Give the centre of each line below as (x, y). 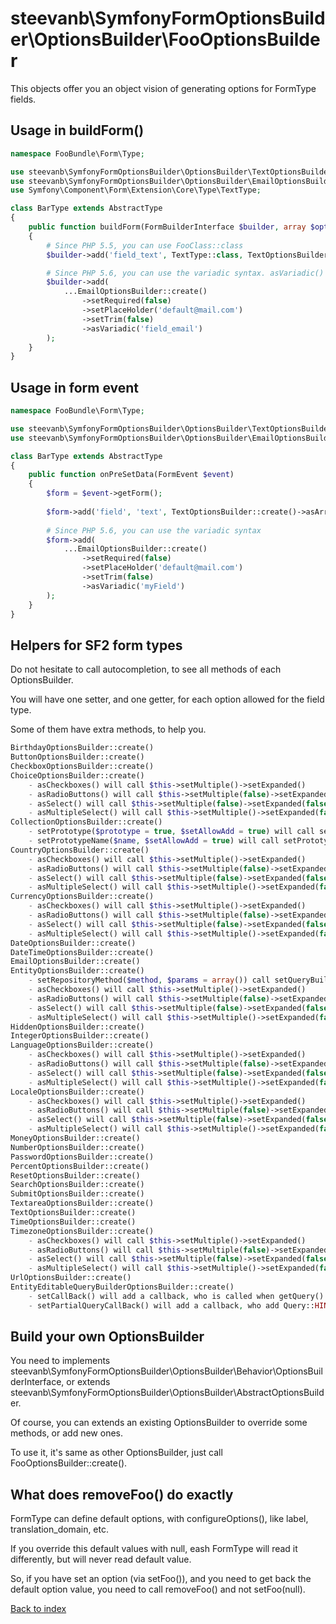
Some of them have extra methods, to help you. (108, 729)
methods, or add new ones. (66, 1433)
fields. (23, 99)
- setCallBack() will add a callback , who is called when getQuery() (176, 1296)
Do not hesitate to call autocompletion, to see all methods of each (146, 669)
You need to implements (60, 1361)
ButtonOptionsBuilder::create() (77, 757)
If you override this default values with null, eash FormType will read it (154, 1549)
